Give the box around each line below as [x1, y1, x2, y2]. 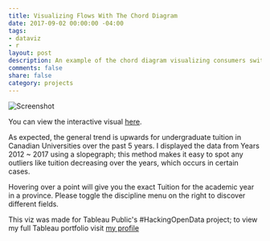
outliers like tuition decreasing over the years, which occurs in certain [8, 157, 239, 167]
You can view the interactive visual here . [8, 116, 142, 126]
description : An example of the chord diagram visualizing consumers [8, 57, 247, 65]
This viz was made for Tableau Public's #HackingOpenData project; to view [8, 214, 258, 224]
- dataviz [8, 34, 42, 43]
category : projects [8, 79, 74, 87]
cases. [8, 166, 31, 176]
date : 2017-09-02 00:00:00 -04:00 [8, 19, 125, 27]
